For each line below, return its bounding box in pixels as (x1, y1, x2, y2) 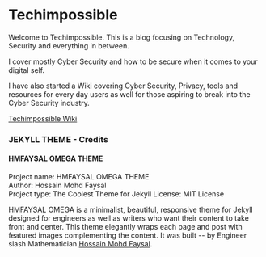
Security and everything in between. (8, 40, 129, 50)
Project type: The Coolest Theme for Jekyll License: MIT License (8, 189, 225, 199)
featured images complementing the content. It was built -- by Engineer (8, 230, 247, 240)
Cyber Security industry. (8, 98, 91, 107)
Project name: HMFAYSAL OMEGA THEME (8, 172, 150, 182)
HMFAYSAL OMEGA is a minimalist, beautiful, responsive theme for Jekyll (8, 204, 253, 215)
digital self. (8, 65, 45, 74)
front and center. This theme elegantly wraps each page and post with (8, 222, 243, 232)
